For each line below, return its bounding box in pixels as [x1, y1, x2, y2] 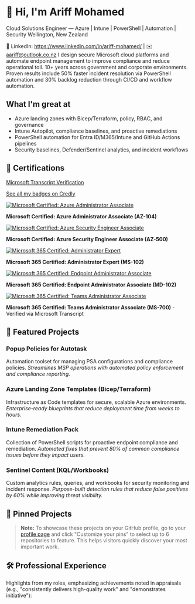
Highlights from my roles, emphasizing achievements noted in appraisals [6, 579, 182, 586]
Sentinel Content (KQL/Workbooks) [6, 466, 110, 474]
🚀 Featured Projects [6, 327, 80, 337]
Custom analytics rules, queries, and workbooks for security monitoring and [6, 480, 190, 487]
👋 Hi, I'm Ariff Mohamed [6, 5, 125, 19]
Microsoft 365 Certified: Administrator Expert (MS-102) [6, 258, 145, 265]
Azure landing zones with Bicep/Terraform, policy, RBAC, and [14, 114, 163, 122]
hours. [6, 411, 22, 418]
